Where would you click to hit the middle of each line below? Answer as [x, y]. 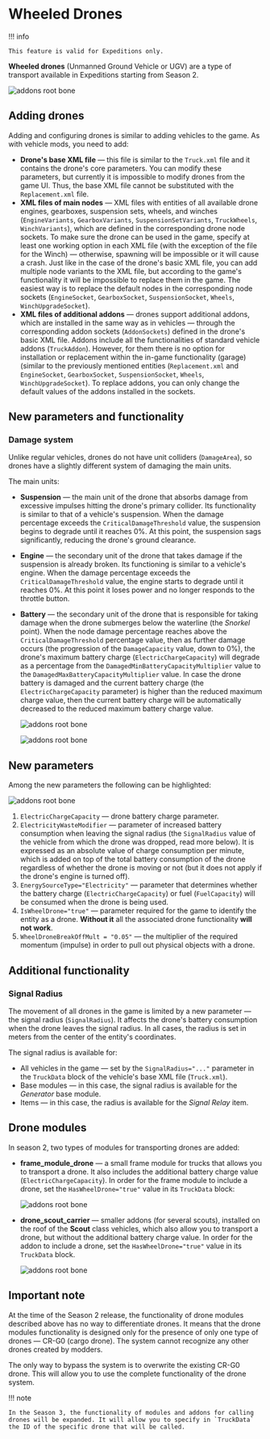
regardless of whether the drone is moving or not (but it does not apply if [141, 868]
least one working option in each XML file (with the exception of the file [139, 245]
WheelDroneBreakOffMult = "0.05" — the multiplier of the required [129, 936]
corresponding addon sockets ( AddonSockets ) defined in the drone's [133, 331]
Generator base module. [60, 1094]
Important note [47, 1296]
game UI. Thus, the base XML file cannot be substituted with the [127, 185]
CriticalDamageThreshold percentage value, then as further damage [133, 640]
